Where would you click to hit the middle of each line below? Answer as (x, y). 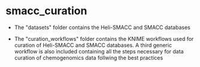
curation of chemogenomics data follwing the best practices (89, 58)
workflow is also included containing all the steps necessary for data (99, 51)
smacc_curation (46, 11)
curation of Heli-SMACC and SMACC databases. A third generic (93, 45)
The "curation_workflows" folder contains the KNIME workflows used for (104, 39)
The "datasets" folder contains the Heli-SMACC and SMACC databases (102, 27)
